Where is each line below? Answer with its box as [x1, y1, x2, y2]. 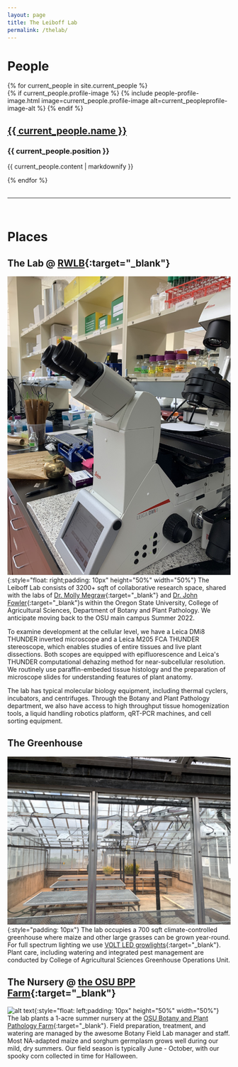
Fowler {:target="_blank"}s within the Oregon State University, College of [7, 599, 219, 607]
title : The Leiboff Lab [7, 18, 78, 26]
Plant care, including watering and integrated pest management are [7, 948, 204, 956]
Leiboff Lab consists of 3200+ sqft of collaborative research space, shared [7, 584, 227, 591]
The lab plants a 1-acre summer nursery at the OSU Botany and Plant [7, 1014, 209, 1022]
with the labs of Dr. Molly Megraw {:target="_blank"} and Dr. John [7, 591, 198, 599]
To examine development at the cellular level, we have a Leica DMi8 [7, 628, 205, 636]
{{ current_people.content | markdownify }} [7, 162, 134, 171]
